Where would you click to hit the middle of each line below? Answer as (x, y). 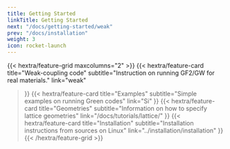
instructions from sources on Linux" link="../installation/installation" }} (124, 130)
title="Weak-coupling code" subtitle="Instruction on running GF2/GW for (111, 73)
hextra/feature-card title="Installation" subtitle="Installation (109, 123)
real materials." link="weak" (47, 80)
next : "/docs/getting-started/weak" (60, 26)
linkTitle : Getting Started (48, 20)
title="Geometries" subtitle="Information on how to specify (123, 108)
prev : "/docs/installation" (48, 33)
